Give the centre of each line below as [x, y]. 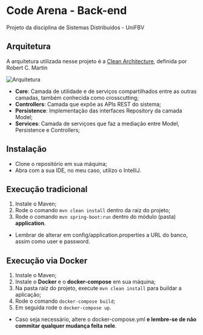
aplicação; [28, 295]
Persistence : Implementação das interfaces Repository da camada [99, 111]
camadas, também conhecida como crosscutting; [77, 97]
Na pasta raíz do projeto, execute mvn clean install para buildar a [98, 288]
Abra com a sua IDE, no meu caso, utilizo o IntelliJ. [78, 170]
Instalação [27, 149]
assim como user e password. [52, 241]
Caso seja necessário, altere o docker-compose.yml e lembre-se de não [106, 319]
